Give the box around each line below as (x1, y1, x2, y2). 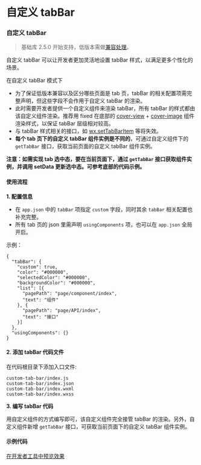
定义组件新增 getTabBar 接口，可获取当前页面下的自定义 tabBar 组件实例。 (6, 423, 191, 430)
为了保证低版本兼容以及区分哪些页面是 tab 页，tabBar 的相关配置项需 (14, 90, 187, 97)
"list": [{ (17, 285, 45, 291)
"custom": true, (17, 264, 59, 270)
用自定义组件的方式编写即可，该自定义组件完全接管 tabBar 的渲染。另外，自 (6, 415, 195, 423)
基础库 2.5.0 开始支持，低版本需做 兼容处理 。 (21, 44, 132, 51)
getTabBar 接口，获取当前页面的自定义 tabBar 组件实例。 (14, 143, 156, 150)
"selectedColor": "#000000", (17, 274, 91, 280)
